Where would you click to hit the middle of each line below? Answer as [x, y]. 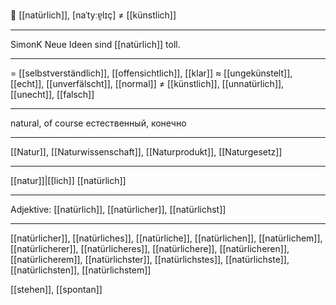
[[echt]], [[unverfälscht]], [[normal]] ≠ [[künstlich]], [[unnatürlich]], [147, 83]
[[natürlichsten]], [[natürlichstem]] [81, 270]
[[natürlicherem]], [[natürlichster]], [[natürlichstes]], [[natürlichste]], [150, 259]
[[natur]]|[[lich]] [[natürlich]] [68, 180]
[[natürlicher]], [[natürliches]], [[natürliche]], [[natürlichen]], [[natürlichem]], [166, 238]
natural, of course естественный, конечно [98, 123]
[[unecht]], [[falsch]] [52, 94]
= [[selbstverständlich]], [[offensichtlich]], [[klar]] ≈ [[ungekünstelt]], [151, 73]
